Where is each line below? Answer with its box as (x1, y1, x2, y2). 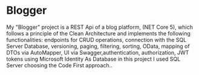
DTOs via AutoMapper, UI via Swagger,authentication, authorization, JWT (6, 49, 189, 56)
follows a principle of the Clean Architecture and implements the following (6, 29, 191, 37)
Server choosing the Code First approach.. (6, 61, 113, 69)
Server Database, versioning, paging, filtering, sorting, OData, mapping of (6, 43, 190, 50)
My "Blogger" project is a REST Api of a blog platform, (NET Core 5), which (6, 23, 194, 31)
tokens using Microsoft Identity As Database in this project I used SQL (6, 55, 181, 62)
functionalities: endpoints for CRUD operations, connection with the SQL (6, 36, 187, 43)
